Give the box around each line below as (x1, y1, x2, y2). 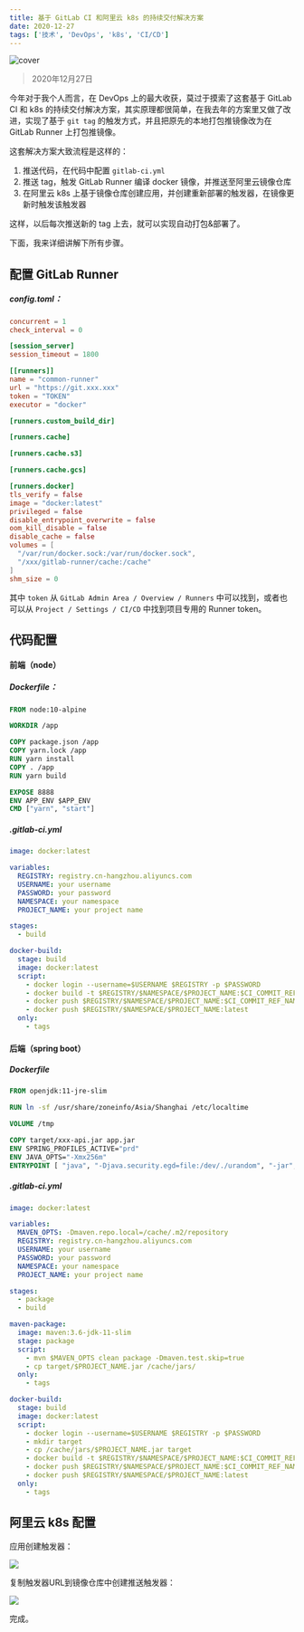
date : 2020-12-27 (9, 22, 75, 31)
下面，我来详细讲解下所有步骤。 (9, 237, 128, 249)
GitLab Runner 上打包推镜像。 (9, 127, 120, 138)
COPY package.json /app (9, 738, 100, 747)
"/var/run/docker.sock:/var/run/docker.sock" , (17, 549, 196, 558)
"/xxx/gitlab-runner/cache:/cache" (17, 558, 152, 567)
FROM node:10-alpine (9, 705, 88, 714)
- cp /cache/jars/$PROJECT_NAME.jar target (25, 1446, 193, 1455)
